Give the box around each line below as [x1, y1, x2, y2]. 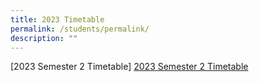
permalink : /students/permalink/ [10, 24, 150, 34]
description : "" [10, 33, 78, 43]
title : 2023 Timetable [10, 14, 105, 25]
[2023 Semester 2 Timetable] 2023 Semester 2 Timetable [10, 61, 249, 73]
